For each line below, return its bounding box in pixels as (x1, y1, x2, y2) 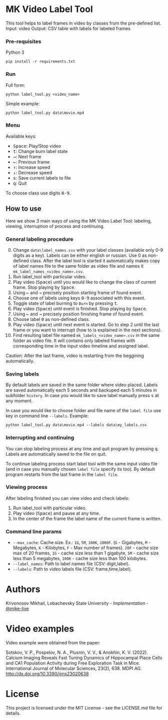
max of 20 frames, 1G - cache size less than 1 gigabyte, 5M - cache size (12, 550, 159, 556)
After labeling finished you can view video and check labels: (5, 495, 129, 501)
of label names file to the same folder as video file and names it (12, 263, 144, 269)
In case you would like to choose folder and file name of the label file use (5, 408, 161, 414)
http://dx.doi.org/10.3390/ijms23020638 (5, 671, 89, 676)
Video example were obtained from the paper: (5, 640, 100, 645)
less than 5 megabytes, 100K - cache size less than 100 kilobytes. (12, 556, 147, 562)
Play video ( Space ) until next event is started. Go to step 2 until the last (12, 321, 159, 327)
